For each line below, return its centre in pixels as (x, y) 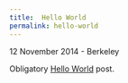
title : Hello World (48, 17)
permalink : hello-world (54, 26)
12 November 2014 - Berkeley (64, 51)
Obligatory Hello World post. (62, 69)
